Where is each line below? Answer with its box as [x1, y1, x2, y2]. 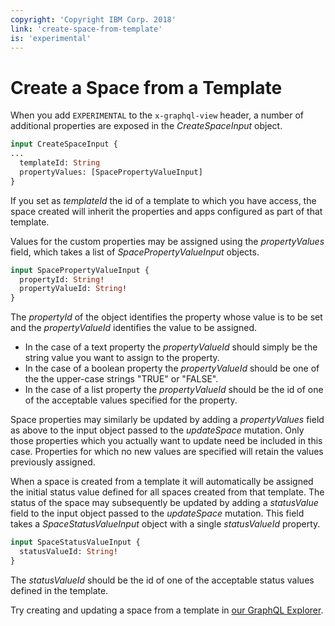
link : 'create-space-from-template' [10, 24, 163, 34]
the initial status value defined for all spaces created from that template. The [10, 486, 325, 498]
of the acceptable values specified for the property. [24, 394, 238, 406]
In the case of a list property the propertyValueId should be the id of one [24, 384, 324, 396]
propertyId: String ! [19, 274, 105, 285]
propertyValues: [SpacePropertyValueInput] [19, 167, 203, 177]
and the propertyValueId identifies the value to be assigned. [10, 322, 257, 334]
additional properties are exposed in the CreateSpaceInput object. [10, 120, 283, 132]
